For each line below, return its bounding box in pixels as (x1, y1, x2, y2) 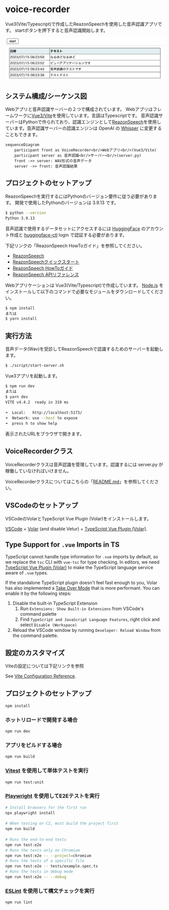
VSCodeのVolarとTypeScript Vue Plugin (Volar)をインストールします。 (5, 515, 151, 521)
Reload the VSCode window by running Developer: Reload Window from (12, 627, 161, 633)
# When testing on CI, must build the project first (5, 821, 119, 826)
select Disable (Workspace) (20, 622, 77, 628)
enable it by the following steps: (5, 590, 72, 596)
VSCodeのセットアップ (5, 501, 78, 510)
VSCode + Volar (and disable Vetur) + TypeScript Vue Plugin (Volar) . (5, 525, 148, 532)
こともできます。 (5, 132, 40, 138)
